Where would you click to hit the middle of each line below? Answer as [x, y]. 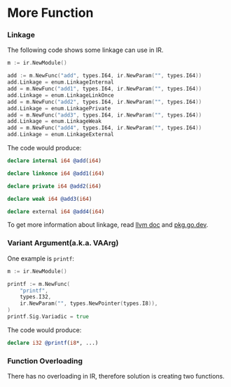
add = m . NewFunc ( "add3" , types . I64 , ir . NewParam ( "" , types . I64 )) [105, 115]
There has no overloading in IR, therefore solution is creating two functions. [116, 376]
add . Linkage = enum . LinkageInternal [61, 82]
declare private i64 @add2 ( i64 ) [54, 186]
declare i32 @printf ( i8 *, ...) [53, 343]
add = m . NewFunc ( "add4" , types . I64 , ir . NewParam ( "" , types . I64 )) [105, 128]
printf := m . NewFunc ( [39, 284]
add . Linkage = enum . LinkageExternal [61, 135]
